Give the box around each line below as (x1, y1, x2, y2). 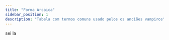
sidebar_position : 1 (5, 12, 49, 17)
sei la (5, 30, 17, 36)
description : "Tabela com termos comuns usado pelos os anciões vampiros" (5, 16, 165, 21)
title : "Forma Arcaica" (5, 7, 55, 12)
